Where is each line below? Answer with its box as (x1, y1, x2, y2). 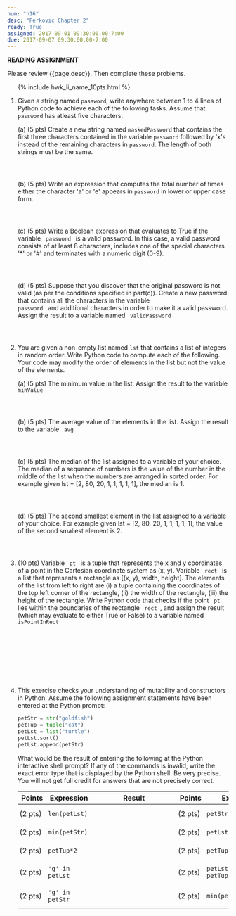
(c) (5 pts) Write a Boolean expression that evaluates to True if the (17, 227, 209, 236)
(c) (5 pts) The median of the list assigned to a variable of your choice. (17, 457, 222, 466)
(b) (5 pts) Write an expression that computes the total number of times (17, 180, 224, 189)
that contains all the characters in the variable (17, 296, 150, 305)
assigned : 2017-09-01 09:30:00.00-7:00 (7, 30, 124, 37)
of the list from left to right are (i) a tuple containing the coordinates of (17, 581, 221, 590)
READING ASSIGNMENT (7, 56, 79, 64)
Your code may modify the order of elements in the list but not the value (17, 358, 226, 367)
